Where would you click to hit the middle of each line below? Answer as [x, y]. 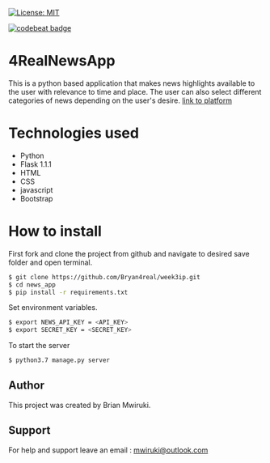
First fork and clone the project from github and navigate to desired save [129, 253]
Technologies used [74, 133]
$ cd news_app [32, 285]
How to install [55, 231]
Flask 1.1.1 [36, 164]
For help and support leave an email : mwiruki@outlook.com [108, 450]
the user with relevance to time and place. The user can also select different [135, 91]
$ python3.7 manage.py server [59, 360]
